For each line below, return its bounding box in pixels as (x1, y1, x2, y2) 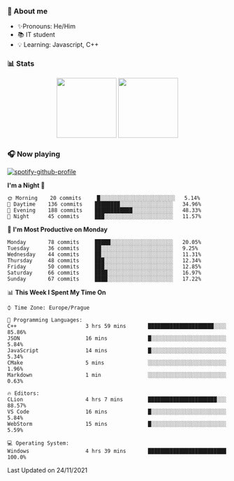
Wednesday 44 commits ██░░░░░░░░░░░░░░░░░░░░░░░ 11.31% (7, 251, 201, 258)
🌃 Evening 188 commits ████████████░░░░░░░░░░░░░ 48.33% (7, 206, 201, 214)
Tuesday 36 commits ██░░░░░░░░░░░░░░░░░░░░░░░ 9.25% (7, 245, 198, 252)
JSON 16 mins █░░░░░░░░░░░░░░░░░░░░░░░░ (7, 335, 227, 342)
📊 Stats (7, 59, 35, 69)
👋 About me (7, 6, 47, 16)
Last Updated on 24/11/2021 (7, 466, 88, 474)
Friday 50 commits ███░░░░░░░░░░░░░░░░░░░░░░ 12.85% (7, 263, 201, 270)
